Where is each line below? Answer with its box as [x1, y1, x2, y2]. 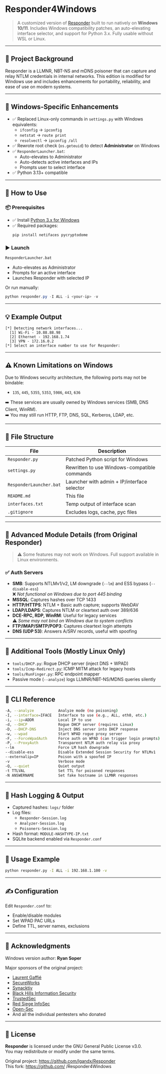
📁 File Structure [5, 433, 54, 441]
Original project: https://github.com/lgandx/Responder [5, 1058, 116, 1064]
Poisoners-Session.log [19, 827, 67, 832]
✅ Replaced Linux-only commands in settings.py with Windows [12, 116, 143, 122]
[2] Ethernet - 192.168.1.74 [9, 334, 70, 339]
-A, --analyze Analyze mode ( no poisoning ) [5, 708, 119, 714]
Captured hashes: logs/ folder [12, 804, 74, 810]
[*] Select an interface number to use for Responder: [5, 343, 121, 348]
